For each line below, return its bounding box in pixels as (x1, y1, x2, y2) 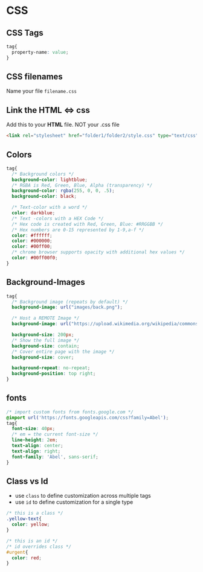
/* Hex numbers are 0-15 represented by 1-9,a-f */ (11, 227, 145, 233)
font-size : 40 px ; (11, 426, 56, 432)
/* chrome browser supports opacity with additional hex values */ (11, 249, 185, 255)
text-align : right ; (11, 448, 61, 454)
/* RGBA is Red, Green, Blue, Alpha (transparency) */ (11, 182, 153, 188)
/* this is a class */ (6, 510, 63, 516)
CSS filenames (6, 72, 63, 82)
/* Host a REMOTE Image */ (11, 315, 80, 322)
